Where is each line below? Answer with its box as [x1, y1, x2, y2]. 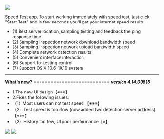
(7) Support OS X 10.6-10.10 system [12, 65, 83, 70]
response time [12, 34, 41, 39]
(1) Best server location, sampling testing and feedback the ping [12, 28, 141, 34]
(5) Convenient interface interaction [12, 54, 84, 60]
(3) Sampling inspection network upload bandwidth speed [12, 44, 129, 50]
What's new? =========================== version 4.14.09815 [5, 79, 150, 85]
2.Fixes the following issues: [12, 94, 69, 100]
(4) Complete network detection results [12, 49, 92, 55]
